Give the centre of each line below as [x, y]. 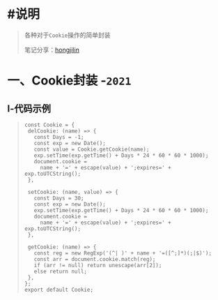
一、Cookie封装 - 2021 [69, 81]
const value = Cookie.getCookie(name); [92, 149]
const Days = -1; [59, 137]
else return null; [60, 271]
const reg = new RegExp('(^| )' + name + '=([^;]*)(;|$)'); [123, 253]
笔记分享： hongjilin [52, 50]
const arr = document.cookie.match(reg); [95, 259]
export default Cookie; [59, 290]
